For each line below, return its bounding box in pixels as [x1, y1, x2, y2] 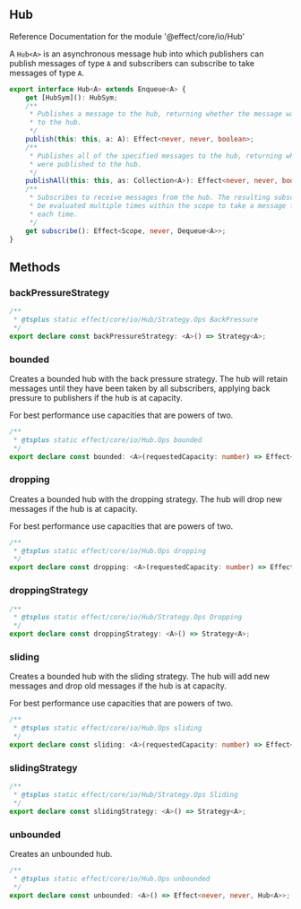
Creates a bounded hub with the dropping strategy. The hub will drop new [9, 493, 282, 505]
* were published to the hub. [29, 160, 142, 169]
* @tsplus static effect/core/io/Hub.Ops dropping [13, 546, 206, 555]
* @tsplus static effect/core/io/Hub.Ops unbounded [13, 874, 211, 883]
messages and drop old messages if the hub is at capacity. [9, 680, 227, 691]
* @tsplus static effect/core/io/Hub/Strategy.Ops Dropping [13, 613, 243, 622]
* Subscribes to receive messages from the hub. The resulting [29, 193, 271, 203]
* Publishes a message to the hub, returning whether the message [29, 109, 282, 119]
